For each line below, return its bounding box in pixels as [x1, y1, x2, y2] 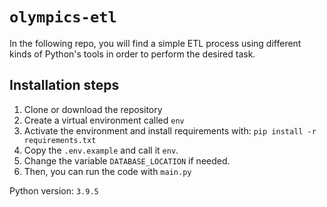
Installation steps [9, 77, 120, 94]
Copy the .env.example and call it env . [23, 144, 179, 156]
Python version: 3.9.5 [9, 184, 99, 197]
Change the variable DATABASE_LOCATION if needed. [23, 154, 231, 167]
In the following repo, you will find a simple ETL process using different [9, 37, 302, 49]
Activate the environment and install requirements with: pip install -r [23, 124, 317, 137]
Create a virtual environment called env [23, 114, 185, 126]
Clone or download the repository [23, 103, 163, 115]
